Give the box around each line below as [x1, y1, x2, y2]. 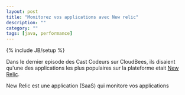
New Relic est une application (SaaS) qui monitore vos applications [6, 82, 170, 89]
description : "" [6, 19, 46, 25]
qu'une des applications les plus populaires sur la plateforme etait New [6, 64, 179, 71]
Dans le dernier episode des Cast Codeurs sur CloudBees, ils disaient [6, 58, 176, 65]
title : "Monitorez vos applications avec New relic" [6, 14, 139, 20]
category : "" [6, 25, 38, 31]
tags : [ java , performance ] [6, 31, 73, 37]
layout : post [6, 8, 38, 15]
